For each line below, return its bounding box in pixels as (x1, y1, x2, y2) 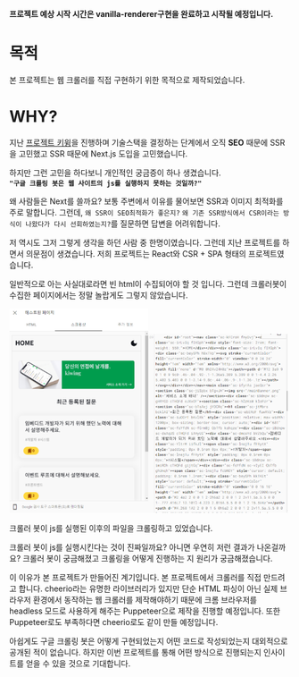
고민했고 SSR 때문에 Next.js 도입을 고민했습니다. (18, 148, 188, 159)
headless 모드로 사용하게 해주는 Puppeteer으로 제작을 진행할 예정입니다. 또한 (9, 605, 281, 616)
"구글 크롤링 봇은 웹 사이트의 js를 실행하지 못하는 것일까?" (9, 179, 203, 188)
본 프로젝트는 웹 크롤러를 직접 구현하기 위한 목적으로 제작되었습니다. (9, 74, 245, 85)
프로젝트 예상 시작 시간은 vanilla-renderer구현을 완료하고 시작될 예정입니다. (9, 9, 274, 19)
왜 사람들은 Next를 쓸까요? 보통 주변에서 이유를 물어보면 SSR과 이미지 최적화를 (9, 196, 284, 207)
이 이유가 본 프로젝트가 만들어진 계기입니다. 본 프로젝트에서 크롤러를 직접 (9, 572, 262, 583)
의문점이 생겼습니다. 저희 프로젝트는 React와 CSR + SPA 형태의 (25, 248, 247, 258)
